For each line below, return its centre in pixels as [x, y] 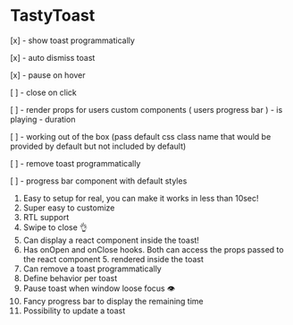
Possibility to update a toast [74, 311]
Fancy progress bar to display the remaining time [113, 301]
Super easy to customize [69, 208]
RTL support [46, 217]
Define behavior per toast [70, 278]
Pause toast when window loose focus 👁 [99, 288]
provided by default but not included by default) [98, 146]
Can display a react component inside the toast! [111, 240]
